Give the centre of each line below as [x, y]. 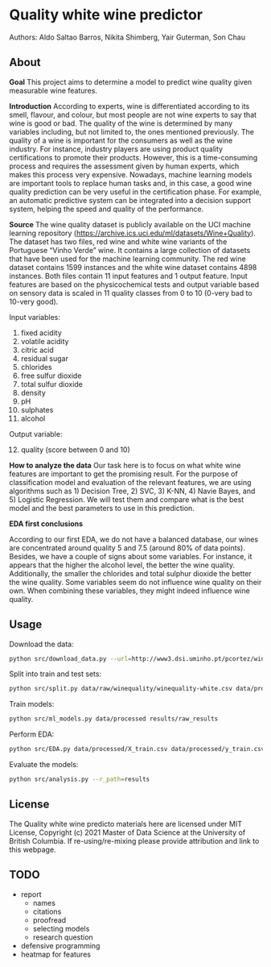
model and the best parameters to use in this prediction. [102, 508]
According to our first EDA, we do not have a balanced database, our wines [134, 539]
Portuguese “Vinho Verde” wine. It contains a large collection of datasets [130, 250]
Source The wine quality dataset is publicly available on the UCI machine [130, 224]
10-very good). [34, 301]
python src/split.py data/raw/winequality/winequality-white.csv [121, 689]
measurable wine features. [53, 90]
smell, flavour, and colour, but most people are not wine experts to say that [133, 114]
